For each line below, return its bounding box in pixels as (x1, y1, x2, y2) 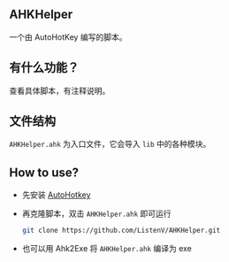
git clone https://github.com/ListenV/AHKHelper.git (21, 226, 221, 235)
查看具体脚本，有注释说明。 (9, 85, 111, 96)
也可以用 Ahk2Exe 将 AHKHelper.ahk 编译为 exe (21, 243, 192, 254)
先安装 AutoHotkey (21, 189, 91, 200)
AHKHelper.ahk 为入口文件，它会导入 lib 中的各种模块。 (9, 139, 211, 150)
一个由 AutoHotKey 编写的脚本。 (9, 31, 127, 42)
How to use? (9, 165, 80, 180)
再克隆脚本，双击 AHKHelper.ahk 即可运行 (21, 208, 172, 220)
